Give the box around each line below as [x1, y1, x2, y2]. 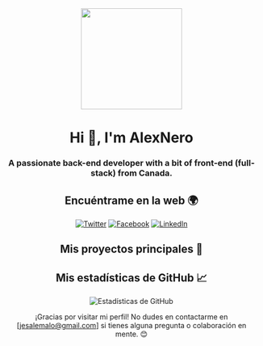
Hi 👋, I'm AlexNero [69, 129, 194, 147]
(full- [234, 158, 256, 169]
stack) [90, 167, 116, 179]
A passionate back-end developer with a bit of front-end [7, 158, 234, 169]
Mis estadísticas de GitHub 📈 [56, 271, 207, 285]
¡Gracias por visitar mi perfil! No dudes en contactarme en [35, 312, 228, 322]
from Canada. [117, 167, 173, 179]
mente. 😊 [115, 329, 148, 339]
